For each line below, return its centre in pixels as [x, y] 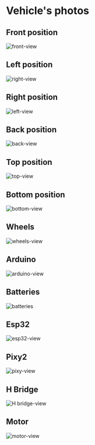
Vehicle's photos [47, 11]
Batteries [23, 292]
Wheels [20, 227]
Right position [32, 97]
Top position [29, 162]
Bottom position [36, 194]
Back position [31, 130]
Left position [29, 65]
